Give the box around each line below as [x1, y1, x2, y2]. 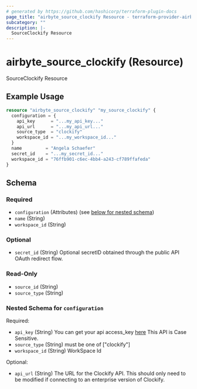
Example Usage [6, 92, 64, 102]
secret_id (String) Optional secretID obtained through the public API [14, 249, 180, 256]
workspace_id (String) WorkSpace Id [14, 347, 101, 354]
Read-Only [6, 270, 38, 278]
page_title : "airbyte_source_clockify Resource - [6, 14, 130, 20]
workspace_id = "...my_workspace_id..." [16, 135, 117, 140]
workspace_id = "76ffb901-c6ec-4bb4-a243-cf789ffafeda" [11, 156, 151, 162]
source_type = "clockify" [16, 129, 83, 135]
